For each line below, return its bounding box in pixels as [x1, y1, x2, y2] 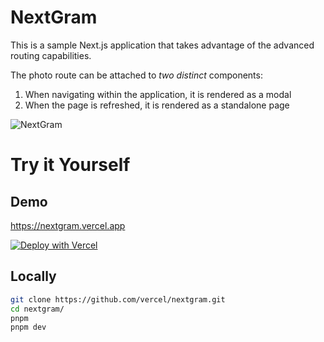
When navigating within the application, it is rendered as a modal [24, 88, 292, 100]
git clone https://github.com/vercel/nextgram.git [10, 294, 226, 305]
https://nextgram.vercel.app [10, 219, 126, 231]
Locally [10, 268, 57, 285]
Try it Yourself [10, 154, 131, 176]
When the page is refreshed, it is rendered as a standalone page [24, 99, 290, 111]
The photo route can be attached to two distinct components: [10, 69, 263, 81]
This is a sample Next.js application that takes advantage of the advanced [10, 39, 315, 51]
